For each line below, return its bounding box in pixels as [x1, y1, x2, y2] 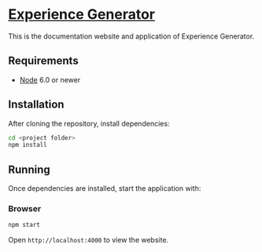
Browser [8, 203, 42, 214]
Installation [8, 98, 65, 111]
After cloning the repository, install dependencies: [8, 119, 170, 128]
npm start [8, 221, 41, 229]
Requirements [8, 54, 79, 68]
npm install [8, 141, 47, 149]
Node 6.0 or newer [19, 75, 81, 84]
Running [8, 163, 51, 176]
